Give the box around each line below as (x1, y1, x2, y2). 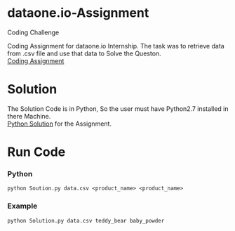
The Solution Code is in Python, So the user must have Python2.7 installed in (7, 104, 229, 113)
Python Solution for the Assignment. (7, 119, 112, 128)
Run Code (7, 144, 66, 160)
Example (7, 202, 38, 211)
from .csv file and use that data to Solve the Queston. (7, 49, 161, 58)
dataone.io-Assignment (7, 5, 149, 21)
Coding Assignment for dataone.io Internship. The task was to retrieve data (7, 41, 224, 50)
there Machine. (7, 112, 51, 120)
